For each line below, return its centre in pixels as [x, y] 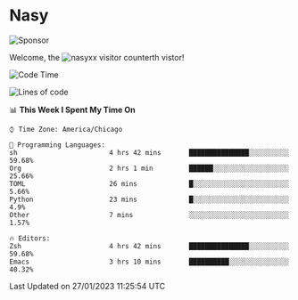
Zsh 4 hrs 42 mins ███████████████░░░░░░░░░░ [149, 246]
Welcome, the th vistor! [97, 57]
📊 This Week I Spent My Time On [72, 109]
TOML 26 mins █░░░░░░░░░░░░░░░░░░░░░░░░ [149, 183]
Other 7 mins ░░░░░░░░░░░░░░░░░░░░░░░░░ [149, 215]
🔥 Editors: [30, 238]
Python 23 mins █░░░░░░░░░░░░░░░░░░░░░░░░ [149, 199]
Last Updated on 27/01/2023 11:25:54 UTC [87, 286]
